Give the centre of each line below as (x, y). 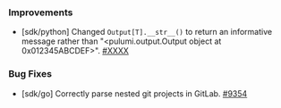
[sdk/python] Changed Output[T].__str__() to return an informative (147, 32)
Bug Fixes (30, 74)
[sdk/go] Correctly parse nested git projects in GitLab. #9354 (134, 93)
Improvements (41, 12)
